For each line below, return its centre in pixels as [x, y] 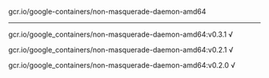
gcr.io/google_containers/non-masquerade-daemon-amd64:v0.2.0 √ [122, 65]
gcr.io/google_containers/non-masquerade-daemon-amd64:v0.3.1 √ [121, 34]
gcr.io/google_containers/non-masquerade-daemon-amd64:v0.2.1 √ [121, 50]
